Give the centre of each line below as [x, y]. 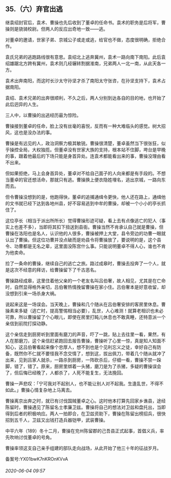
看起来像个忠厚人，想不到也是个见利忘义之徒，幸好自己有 [96, 347]
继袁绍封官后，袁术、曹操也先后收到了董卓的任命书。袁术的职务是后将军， [83, 22]
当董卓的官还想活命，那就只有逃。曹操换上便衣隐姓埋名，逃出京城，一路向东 [85, 179]
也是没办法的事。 [36, 132]
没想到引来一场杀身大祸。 [32, 293]
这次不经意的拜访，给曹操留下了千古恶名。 [54, 269]
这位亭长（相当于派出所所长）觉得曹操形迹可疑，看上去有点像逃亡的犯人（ [83, 220]
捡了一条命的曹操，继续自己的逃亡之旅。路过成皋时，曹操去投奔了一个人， [83, 263]
